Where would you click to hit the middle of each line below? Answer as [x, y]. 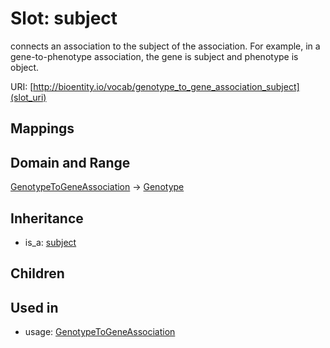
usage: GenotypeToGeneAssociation [100, 332]
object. [25, 67]
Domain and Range [70, 162]
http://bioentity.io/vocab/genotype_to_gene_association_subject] [166, 86]
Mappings [42, 128]
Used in [34, 307]
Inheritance [47, 218]
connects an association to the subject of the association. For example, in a [165, 46]
